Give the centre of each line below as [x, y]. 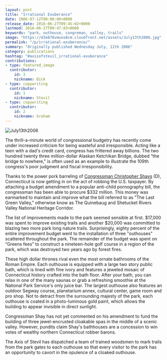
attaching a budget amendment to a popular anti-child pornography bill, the [83, 187]
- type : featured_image [30, 65]
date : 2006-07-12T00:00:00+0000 [39, 19]
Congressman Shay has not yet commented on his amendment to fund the [82, 316]
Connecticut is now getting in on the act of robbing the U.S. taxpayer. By [80, 181]
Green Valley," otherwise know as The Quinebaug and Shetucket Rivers [79, 203]
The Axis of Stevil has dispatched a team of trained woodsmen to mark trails [83, 342]
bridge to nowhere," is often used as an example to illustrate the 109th [77, 161]
